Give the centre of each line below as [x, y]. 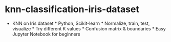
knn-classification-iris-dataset [72, 9]
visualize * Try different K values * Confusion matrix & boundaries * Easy [89, 28]
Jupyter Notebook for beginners [46, 34]
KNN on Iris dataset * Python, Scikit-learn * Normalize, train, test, [81, 23]
